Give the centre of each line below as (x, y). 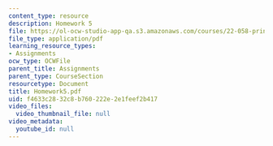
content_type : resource (49, 16)
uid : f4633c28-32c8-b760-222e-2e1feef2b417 (83, 99)
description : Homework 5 (50, 24)
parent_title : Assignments (54, 69)
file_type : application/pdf (56, 39)
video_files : (30, 106)
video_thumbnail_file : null (63, 114)
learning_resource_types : (52, 46)
